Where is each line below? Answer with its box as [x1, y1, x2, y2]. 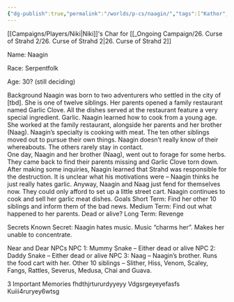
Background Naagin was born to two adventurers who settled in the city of [7, 91, 221, 99]
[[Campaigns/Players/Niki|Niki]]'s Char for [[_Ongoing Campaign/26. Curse [7, 29, 223, 38]
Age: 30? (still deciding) [7, 77, 76, 86]
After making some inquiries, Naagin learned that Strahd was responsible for [7, 165, 227, 173]
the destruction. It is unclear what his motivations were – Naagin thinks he [7, 172, 219, 181]
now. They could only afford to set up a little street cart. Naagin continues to [7, 187, 226, 195]
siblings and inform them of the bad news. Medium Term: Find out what [7, 202, 212, 210]
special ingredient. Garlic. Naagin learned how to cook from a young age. [7, 113, 217, 121]
